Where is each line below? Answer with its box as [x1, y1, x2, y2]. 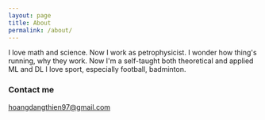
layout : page [8, 11, 52, 20]
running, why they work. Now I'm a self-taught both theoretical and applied [8, 56, 254, 66]
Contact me [8, 84, 55, 96]
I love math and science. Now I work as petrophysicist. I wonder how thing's [8, 48, 257, 58]
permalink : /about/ [8, 26, 73, 34]
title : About [8, 19, 52, 27]
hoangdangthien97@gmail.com [8, 102, 111, 111]
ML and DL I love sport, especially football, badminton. [8, 65, 186, 74]
